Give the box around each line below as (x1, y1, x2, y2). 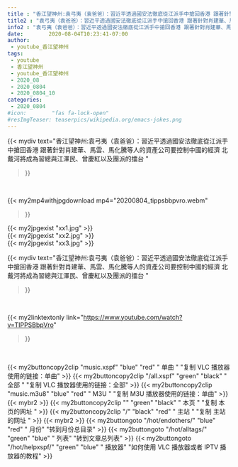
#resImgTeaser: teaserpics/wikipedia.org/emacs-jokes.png (7, 116, 182, 123)
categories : (7, 97, 42, 104)
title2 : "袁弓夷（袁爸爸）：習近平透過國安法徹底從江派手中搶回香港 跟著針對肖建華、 (7, 17, 229, 24)
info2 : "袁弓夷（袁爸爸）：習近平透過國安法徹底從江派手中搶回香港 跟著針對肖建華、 (7, 23, 227, 31)
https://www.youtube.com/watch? (83, 313, 183, 321)
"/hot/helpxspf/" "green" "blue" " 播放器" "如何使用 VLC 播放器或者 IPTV (7, 442, 219, 451)
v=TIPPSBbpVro (7, 321, 55, 329)
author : (7, 37, 30, 44)
